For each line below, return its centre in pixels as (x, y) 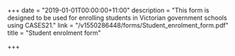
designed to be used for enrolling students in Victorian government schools (117, 18)
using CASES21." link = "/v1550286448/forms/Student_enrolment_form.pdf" (118, 25)
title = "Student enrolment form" (54, 33)
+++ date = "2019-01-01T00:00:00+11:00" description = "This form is (108, 10)
